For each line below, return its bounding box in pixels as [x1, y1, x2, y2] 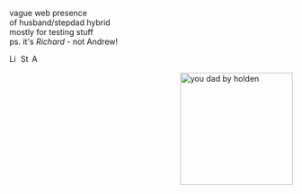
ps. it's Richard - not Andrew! [9, 36, 119, 47]
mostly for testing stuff [9, 27, 94, 37]
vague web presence [9, 8, 88, 18]
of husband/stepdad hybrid [9, 17, 111, 28]
